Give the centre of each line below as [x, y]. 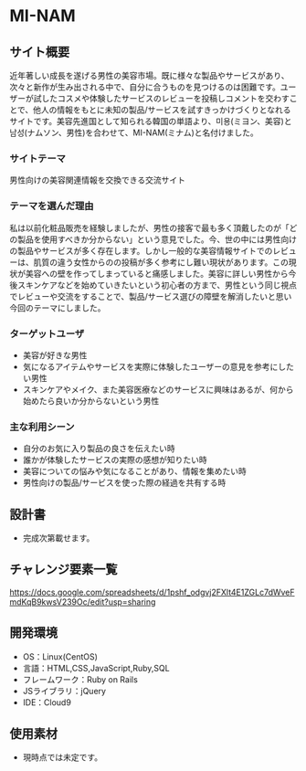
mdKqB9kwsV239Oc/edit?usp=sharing [83, 602]
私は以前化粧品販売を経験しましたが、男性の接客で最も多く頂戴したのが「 [149, 227]
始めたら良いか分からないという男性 [91, 401]
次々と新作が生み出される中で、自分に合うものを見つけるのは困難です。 [145, 87]
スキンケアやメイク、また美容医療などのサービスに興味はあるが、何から [158, 389]
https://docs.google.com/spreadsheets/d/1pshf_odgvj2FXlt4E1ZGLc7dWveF [152, 592]
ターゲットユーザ [47, 333]
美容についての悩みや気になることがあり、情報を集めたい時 [134, 471]
